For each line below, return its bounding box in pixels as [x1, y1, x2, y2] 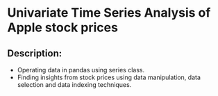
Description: [7, 47, 62, 59]
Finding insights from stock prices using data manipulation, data [17, 73, 201, 81]
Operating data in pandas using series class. [17, 66, 144, 74]
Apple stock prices [7, 19, 118, 35]
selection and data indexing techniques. [17, 81, 132, 88]
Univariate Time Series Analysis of [7, 5, 211, 21]
